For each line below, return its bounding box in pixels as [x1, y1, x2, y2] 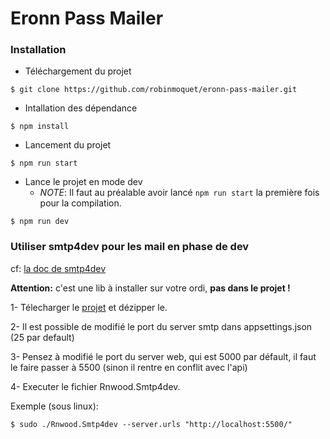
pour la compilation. [39, 197, 122, 209]
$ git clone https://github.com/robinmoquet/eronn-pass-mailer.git [10, 85, 298, 95]
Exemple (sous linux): [10, 400, 99, 412]
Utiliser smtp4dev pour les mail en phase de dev [10, 240, 250, 254]
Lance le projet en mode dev [24, 176, 143, 188]
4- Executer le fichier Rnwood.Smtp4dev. [10, 380, 181, 392]
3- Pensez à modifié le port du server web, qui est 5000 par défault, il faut [10, 350, 317, 362]
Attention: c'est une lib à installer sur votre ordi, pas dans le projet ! [10, 282, 291, 294]
